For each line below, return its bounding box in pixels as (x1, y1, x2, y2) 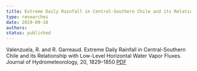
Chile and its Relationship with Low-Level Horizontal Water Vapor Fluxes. (6, 52, 182, 59)
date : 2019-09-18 (6, 19, 49, 25)
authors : (6, 24, 28, 31)
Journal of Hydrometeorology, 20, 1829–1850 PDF (6, 59, 127, 66)
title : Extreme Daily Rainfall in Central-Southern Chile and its (6, 8, 172, 15)
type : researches (6, 14, 49, 20)
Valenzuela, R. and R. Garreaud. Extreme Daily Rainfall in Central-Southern (6, 46, 186, 53)
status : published (6, 30, 51, 36)
